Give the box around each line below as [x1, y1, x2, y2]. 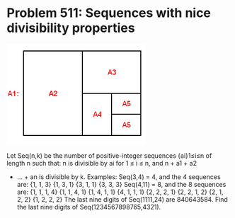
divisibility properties [6, 20, 135, 36]
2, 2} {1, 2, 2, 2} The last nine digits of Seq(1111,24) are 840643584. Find [16, 195, 228, 203]
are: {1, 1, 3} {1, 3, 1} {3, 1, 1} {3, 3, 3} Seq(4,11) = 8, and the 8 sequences [16, 180, 227, 188]
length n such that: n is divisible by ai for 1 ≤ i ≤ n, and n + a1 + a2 [6, 159, 197, 167]
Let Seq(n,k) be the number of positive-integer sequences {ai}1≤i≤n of [6, 151, 212, 160]
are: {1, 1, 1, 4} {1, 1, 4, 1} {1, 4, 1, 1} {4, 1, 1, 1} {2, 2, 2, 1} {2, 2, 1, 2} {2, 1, [16, 188, 224, 196]
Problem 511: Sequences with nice [6, 5, 212, 21]
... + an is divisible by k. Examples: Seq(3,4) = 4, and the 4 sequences [16, 172, 221, 181]
